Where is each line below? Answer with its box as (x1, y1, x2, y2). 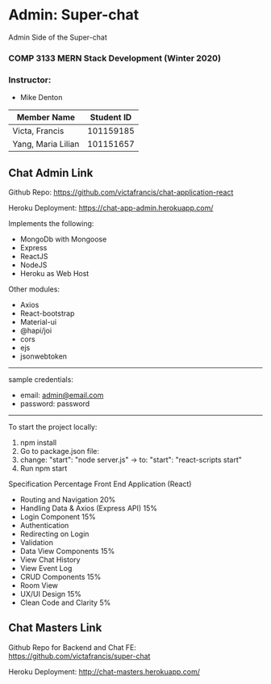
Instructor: (8, 74, 52, 86)
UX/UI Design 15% (19, 589, 82, 598)
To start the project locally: (8, 422, 98, 431)
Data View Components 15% (19, 546, 115, 556)
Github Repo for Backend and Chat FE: (8, 642, 137, 652)
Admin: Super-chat (8, 6, 140, 24)
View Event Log (19, 563, 73, 573)
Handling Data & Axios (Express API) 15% (19, 503, 158, 513)
